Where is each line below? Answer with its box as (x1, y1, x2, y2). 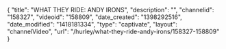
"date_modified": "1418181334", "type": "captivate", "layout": (7, 20, 178, 28)
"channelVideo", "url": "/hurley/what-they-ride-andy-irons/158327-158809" (7, 27, 220, 35)
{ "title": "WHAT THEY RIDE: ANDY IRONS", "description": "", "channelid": (7, 6, 214, 14)
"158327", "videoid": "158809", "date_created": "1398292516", (7, 13, 183, 21)
